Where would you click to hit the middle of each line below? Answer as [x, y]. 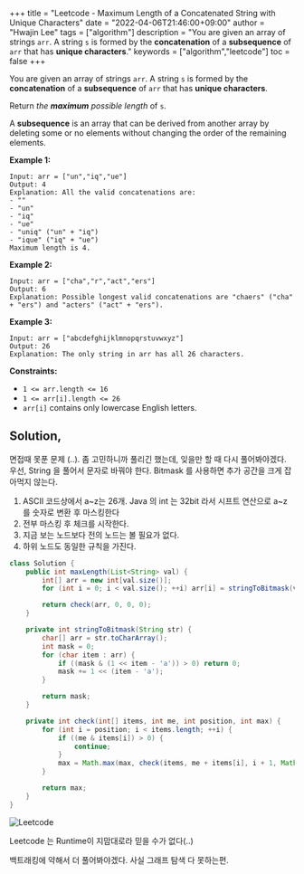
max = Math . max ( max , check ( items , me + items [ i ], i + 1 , [167, 764]
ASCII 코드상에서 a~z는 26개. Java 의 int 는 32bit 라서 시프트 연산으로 [147, 500]
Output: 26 [30, 347]
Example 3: [31, 322]
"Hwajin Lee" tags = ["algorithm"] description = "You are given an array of [148, 32]
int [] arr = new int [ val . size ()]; [107, 580]
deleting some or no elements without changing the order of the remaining [148, 133]
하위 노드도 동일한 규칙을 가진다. [79, 546]
